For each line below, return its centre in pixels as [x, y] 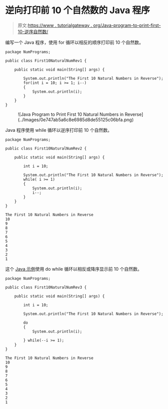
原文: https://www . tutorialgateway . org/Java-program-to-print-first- [89, 25]
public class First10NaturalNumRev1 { [46, 61]
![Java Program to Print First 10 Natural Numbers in [71, 114]
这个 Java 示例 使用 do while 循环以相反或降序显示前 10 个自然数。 [74, 269]
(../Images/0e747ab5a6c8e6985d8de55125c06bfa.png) [76, 120]
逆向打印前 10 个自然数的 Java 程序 [78, 10]
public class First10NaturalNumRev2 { [46, 148]
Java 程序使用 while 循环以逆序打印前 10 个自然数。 [59, 130]
